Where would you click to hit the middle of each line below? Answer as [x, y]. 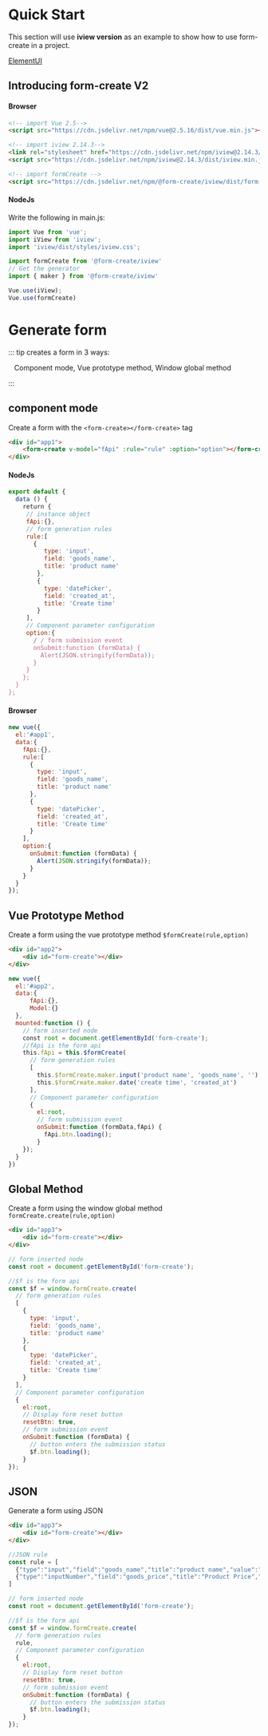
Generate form [58, 330]
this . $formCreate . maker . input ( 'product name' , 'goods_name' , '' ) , [150, 1076]
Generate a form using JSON [56, 1511]
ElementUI [25, 61]
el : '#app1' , [35, 735]
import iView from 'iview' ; [55, 240]
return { [37, 507]
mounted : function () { [53, 1023]
